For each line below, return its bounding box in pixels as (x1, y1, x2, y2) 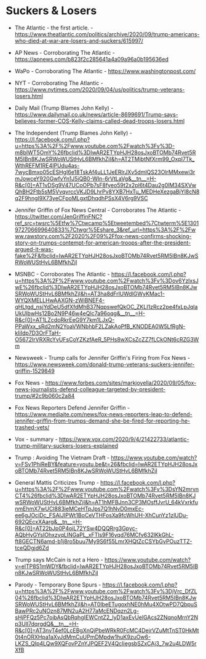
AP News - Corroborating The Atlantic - (14, 49, 115, 56)
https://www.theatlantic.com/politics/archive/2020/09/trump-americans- (14, 30, 200, 37)
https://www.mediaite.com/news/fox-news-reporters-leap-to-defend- (14, 410, 192, 418)
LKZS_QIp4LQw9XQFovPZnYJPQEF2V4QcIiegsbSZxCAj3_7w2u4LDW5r (14, 639, 197, 647)
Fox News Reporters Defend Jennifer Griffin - (14, 404, 130, 411)
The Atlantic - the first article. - (14, 24, 93, 31)
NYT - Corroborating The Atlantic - (14, 79, 104, 87)
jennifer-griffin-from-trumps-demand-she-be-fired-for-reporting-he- (14, 417, 191, 424)
